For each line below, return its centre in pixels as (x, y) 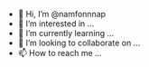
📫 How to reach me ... (60, 53)
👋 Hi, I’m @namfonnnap (62, 14)
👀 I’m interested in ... (56, 24)
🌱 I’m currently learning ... (66, 33)
